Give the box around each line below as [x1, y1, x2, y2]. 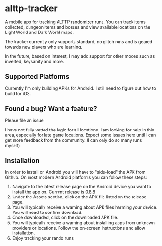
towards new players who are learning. [5, 44, 83, 49]
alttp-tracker [5, 3, 58, 14]
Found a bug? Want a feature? [5, 105, 97, 113]
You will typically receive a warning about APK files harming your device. [12, 204, 158, 210]
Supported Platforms [5, 72, 70, 81]
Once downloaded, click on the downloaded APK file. [12, 214, 118, 221]
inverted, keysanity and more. [5, 58, 64, 64]
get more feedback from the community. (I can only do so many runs [5, 137, 142, 143]
